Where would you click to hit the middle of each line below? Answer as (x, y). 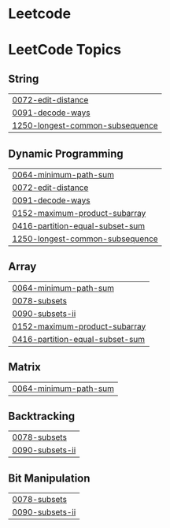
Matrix (24, 367)
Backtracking (42, 416)
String (24, 78)
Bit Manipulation (49, 478)
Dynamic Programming (66, 153)
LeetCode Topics (65, 50)
